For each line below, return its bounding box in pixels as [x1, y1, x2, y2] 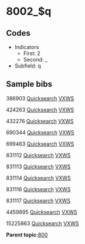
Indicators [14, 43, 39, 50]
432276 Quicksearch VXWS [6, 117, 74, 124]
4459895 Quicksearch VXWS [6, 208, 77, 215]
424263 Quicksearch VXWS [6, 106, 74, 113]
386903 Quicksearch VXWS [6, 94, 74, 101]
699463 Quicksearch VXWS [6, 140, 74, 147]
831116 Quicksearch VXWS [6, 185, 71, 192]
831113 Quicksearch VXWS [6, 163, 71, 170]
